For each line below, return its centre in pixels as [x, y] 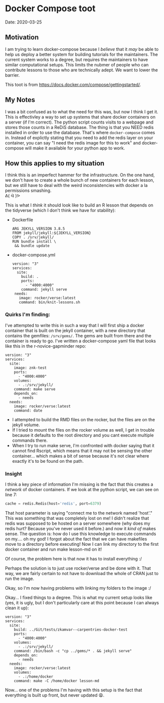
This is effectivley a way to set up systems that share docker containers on [80, 117]
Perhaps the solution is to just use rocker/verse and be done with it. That [78, 568]
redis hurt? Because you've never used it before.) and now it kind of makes [81, 528]
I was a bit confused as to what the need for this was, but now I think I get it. [82, 112]
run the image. [20, 579]
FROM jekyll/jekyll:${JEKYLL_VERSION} [51, 233]
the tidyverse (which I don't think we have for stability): [61, 210]
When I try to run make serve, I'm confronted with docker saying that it [83, 445]
